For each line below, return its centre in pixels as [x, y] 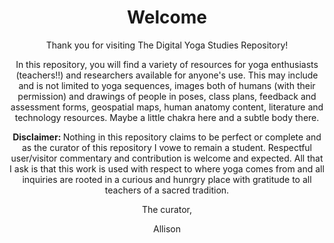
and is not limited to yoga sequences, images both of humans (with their [167, 85]
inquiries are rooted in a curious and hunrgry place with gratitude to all [167, 179]
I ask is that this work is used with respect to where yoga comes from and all [167, 168]
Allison [167, 228]
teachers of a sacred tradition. [167, 190]
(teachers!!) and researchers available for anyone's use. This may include [167, 75]
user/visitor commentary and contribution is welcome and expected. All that [167, 158]
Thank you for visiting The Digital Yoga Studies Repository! [167, 45]
